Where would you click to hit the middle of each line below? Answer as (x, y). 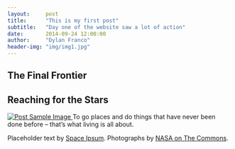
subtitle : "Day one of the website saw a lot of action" (97, 27)
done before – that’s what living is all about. (71, 124)
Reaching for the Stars (58, 100)
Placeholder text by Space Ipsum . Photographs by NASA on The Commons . (118, 138)
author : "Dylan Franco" (49, 40)
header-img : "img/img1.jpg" (49, 47)
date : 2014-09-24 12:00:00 (57, 34)
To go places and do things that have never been (144, 117)
